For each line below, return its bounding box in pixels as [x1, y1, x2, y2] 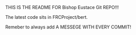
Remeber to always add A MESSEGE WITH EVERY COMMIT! [5, 24, 131, 30]
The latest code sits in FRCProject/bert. [5, 14, 88, 20]
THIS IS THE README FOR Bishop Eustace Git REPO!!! [5, 5, 119, 10]
